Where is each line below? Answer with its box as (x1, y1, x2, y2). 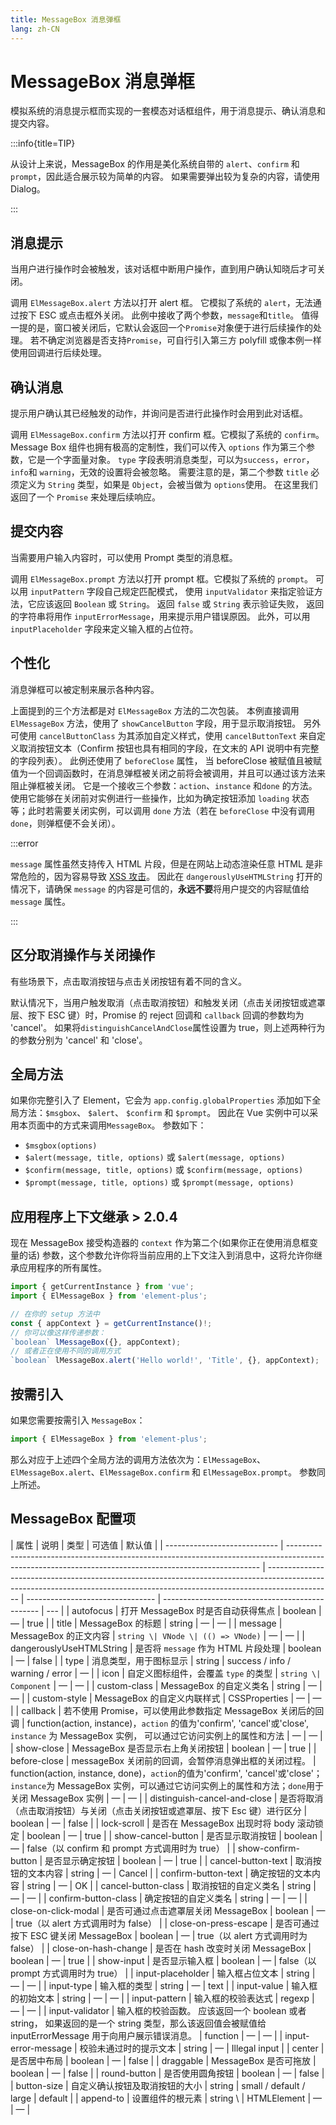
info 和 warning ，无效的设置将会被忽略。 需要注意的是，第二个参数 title (10, 466, 309, 478)
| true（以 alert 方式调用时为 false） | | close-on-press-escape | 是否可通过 (10, 1917, 320, 1929)
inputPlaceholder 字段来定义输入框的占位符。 (10, 622, 199, 635)
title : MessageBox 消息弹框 (10, 14, 122, 25)
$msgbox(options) (24, 1141, 98, 1151)
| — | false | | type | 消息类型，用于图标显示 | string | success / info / (10, 1654, 292, 1666)
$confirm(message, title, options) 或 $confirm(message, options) (24, 1164, 304, 1176)
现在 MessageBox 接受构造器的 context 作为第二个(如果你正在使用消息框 (10, 1237, 310, 1249)
